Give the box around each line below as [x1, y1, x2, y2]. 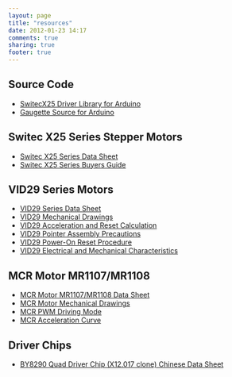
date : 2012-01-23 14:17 [8, 26, 87, 34]
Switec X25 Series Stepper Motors [8, 130, 183, 144]
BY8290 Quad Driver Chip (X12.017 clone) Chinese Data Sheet [19, 360, 224, 369]
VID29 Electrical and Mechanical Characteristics [19, 246, 179, 256]
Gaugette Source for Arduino [19, 107, 115, 117]
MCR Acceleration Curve [19, 315, 102, 325]
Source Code [8, 78, 74, 91]
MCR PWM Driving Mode [19, 307, 102, 317]
